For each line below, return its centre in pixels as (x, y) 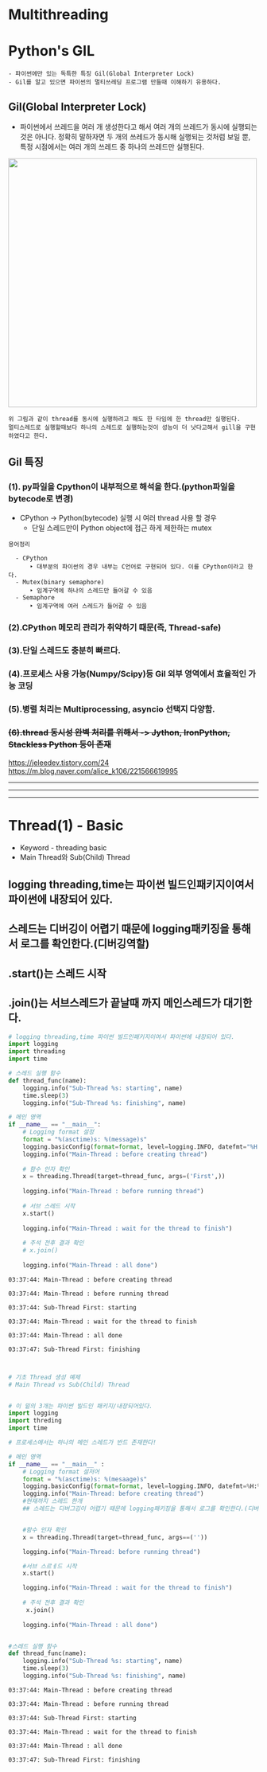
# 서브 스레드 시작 (49, 1206)
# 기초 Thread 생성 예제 (44, 1377)
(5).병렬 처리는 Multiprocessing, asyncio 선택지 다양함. (112, 709)
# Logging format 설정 (58, 1132)
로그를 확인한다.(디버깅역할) (85, 944)
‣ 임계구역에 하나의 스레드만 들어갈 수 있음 (91, 591)
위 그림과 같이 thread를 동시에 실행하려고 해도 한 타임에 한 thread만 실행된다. (124, 419)
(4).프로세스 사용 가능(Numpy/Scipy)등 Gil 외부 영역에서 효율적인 (128, 674)
